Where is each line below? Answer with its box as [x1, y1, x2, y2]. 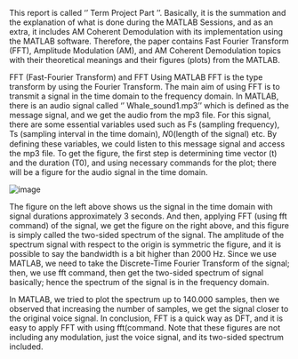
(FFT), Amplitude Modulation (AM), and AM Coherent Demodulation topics [9, 45, 282, 56]
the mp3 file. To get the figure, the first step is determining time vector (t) [9, 148, 278, 158]
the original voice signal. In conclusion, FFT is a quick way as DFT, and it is [9, 313, 283, 323]
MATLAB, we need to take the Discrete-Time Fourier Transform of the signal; [9, 258, 290, 268]
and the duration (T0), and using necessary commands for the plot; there [9, 157, 278, 168]
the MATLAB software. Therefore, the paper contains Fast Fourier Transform [9, 36, 289, 46]
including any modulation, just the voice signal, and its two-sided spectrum [9, 332, 285, 342]
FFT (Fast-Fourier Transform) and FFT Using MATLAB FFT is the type [9, 72, 263, 83]
